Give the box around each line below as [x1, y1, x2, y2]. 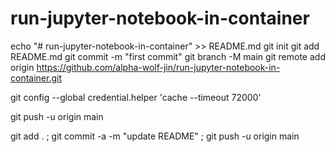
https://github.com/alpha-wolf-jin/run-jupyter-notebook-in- [36, 61, 281, 73]
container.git [10, 72, 62, 84]
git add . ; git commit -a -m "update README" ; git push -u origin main [10, 130, 300, 142]
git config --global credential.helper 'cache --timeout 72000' [10, 91, 262, 103]
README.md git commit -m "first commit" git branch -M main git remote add [10, 50, 326, 62]
